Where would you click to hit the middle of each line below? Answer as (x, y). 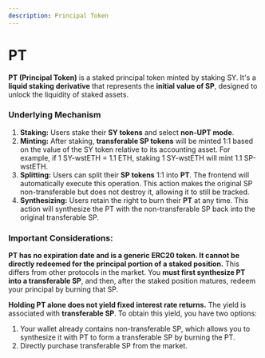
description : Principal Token (59, 16)
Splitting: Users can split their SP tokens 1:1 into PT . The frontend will (134, 175)
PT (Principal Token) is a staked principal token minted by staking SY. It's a (132, 78)
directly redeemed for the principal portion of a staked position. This (124, 264)
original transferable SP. (59, 217)
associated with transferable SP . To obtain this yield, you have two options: (132, 313)
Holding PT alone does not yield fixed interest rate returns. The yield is (127, 305)
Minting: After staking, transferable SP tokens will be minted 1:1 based (136, 141)
